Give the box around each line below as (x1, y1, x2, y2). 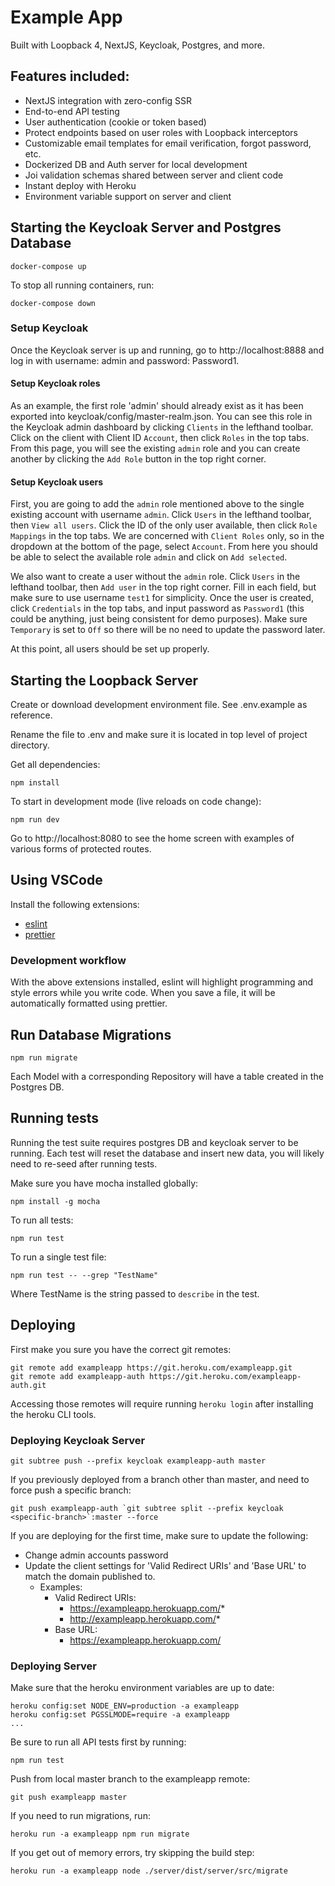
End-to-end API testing (24, 105, 120, 117)
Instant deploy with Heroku (24, 179, 137, 191)
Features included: (10, 68, 130, 85)
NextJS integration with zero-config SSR (24, 94, 193, 106)
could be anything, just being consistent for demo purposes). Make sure (10, 613, 308, 625)
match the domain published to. (24, 1570, 156, 1582)
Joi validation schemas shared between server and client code (24, 169, 284, 181)
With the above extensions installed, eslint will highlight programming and (10, 976, 314, 988)
